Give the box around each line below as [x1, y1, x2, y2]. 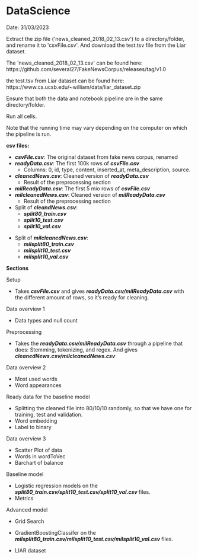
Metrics [14, 494, 34, 501]
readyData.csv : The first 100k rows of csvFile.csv [14, 159, 139, 167]
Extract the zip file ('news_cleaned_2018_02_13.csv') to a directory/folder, [6, 35, 185, 42]
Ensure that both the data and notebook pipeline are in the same [6, 95, 163, 102]
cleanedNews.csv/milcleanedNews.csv [14, 352, 116, 359]
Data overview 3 [6, 435, 46, 442]
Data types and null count [14, 317, 78, 324]
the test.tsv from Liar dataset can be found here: [6, 77, 124, 84]
